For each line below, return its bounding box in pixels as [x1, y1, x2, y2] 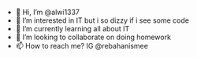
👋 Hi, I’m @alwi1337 [15, 8, 80, 16]
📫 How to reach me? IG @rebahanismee [15, 42, 148, 50]
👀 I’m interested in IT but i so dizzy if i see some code [15, 16, 189, 25]
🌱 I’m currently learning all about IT [15, 24, 130, 33]
